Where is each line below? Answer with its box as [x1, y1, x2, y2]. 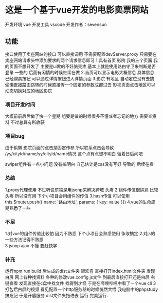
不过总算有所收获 [10, 119, 45, 125]
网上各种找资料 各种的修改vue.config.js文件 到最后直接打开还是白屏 [14, 274, 150, 280]
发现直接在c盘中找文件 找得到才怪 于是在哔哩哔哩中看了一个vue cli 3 [18, 281, 156, 286]
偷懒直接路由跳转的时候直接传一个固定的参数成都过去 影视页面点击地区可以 [5, 82, 156, 87]
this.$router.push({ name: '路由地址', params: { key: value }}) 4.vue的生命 [5, 199, 152, 205]
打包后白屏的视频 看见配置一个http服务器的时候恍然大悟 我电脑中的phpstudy [5, 286, 158, 292]
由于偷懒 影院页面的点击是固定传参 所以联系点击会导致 [5, 145, 114, 151]
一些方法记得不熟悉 [5, 237, 44, 242]
